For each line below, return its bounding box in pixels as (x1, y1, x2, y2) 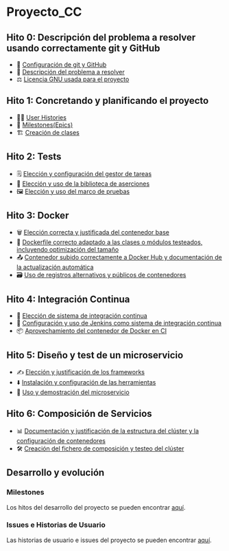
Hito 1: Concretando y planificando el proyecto (6, 95, 209, 107)
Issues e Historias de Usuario (6, 520, 106, 530)
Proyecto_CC (6, 4, 82, 20)
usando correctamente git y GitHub (6, 42, 160, 54)
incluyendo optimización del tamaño (16, 246, 119, 254)
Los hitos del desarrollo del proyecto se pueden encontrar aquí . (6, 503, 186, 511)
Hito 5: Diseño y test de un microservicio (6, 349, 184, 361)
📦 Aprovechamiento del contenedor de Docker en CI (16, 327, 167, 335)
